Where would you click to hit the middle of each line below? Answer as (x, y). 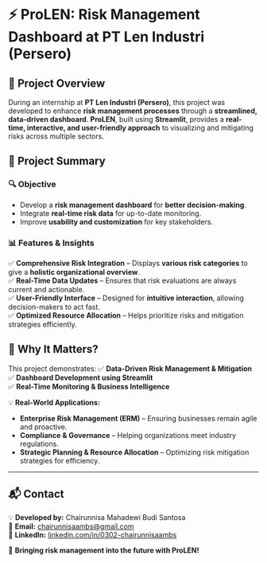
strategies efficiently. (43, 324)
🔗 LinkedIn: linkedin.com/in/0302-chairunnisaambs (93, 534)
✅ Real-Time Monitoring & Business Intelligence (89, 386)
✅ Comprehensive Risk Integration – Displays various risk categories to (128, 263)
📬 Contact (36, 494)
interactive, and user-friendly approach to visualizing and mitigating (140, 128)
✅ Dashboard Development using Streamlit (81, 377)
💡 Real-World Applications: (54, 402)
